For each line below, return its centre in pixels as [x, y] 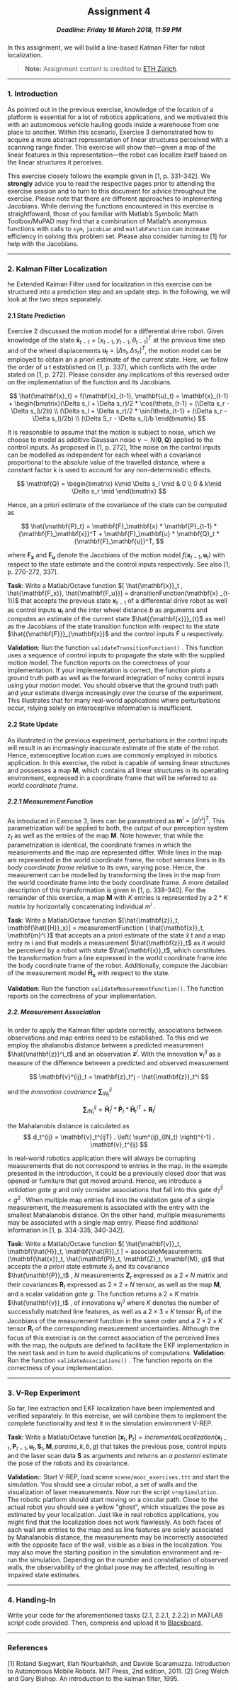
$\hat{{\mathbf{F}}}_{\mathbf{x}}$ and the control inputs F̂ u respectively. [116, 634]
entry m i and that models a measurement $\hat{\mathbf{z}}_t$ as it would [116, 943]
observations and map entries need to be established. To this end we [108, 1038]
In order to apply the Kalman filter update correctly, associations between [115, 1030]
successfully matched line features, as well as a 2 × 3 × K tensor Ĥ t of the [114, 1313]
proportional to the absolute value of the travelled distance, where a [106, 462]
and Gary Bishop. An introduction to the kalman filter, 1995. [93, 1678]
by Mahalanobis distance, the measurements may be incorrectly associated [118, 1537]
